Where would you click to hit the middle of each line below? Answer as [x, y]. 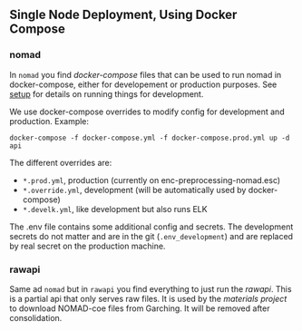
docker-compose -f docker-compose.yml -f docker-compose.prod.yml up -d [150, 138]
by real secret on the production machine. [88, 246]
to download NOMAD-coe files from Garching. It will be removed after [140, 308]
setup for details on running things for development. [107, 93]
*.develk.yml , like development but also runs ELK [115, 209]
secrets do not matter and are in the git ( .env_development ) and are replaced [151, 236]
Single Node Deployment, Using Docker [123, 15]
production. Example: [49, 121]
